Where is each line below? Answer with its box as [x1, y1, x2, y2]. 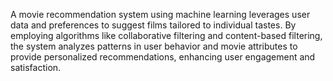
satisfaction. [10, 62, 62, 73]
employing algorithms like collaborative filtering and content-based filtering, [10, 30, 323, 41]
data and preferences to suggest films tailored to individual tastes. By [10, 19, 297, 31]
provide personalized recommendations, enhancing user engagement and [10, 51, 316, 63]
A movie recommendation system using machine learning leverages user [10, 9, 311, 20]
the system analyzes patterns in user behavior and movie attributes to [10, 40, 298, 52]
